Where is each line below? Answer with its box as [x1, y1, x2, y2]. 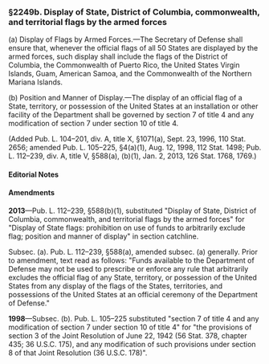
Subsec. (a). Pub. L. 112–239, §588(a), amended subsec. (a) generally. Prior [8, 247, 259, 257]
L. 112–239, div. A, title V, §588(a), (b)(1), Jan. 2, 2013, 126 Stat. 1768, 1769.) [8, 151, 257, 161]
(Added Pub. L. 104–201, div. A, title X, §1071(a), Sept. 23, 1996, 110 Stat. [8, 134, 247, 144]
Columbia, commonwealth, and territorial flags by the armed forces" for [8, 215, 245, 224]
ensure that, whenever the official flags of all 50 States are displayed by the [8, 43, 259, 53]
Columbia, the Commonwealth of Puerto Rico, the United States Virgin [8, 60, 240, 70]
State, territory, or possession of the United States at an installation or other [8, 101, 259, 111]
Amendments [8, 188, 55, 198]
